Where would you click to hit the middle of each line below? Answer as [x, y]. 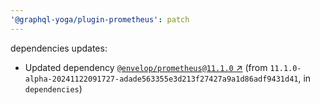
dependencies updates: [59, 48]
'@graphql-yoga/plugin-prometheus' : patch [100, 19]
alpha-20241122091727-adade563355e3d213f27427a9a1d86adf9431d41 [161, 79]
